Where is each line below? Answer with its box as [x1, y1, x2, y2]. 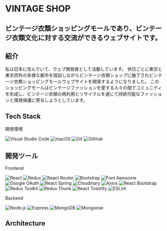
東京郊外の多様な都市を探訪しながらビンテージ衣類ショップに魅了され [5, 72, 150, 78]
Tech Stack [5, 112, 41, 120]
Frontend [5, 165, 24, 171]
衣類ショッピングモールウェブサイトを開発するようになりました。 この [13, 78, 160, 85]
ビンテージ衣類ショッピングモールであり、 [5, 24, 136, 32]
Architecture [5, 219, 46, 228]
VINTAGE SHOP [5, 3, 71, 14]
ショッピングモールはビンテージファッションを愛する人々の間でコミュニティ [5, 85, 162, 91]
